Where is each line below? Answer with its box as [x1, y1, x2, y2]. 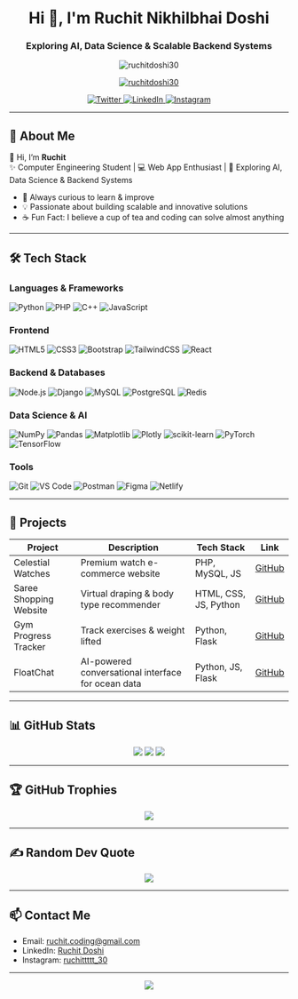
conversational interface [80, 666, 182, 678]
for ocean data [80, 677, 142, 690]
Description [107, 541, 160, 554]
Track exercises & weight [80, 624, 185, 636]
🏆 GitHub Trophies [9, 782, 118, 798]
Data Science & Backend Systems [9, 175, 133, 186]
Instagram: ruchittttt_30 [21, 955, 108, 965]
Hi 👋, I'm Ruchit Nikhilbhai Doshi [28, 8, 270, 28]
